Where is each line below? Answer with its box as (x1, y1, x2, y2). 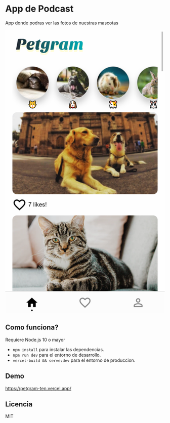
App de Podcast (5, 3, 74, 15)
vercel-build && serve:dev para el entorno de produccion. (12, 357, 136, 363)
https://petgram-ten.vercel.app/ (5, 385, 72, 391)
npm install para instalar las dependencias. (12, 346, 105, 352)
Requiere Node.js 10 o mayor (5, 336, 65, 343)
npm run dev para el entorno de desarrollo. (12, 352, 101, 358)
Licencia (5, 400, 33, 408)
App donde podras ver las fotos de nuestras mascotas (5, 20, 119, 26)
